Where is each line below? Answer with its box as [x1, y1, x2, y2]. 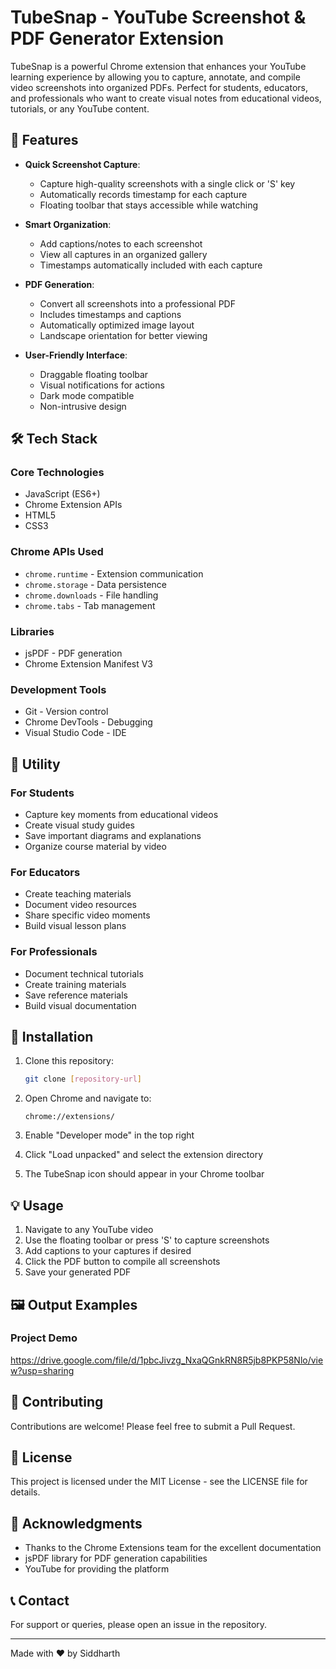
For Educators [10, 865, 81, 879]
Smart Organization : [24, 218, 112, 230]
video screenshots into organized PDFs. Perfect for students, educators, [10, 81, 308, 93]
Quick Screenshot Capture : [24, 158, 141, 170]
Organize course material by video [24, 841, 167, 853]
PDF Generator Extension [10, 27, 225, 50]
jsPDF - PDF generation [24, 647, 123, 660]
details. [10, 1486, 41, 1498]
